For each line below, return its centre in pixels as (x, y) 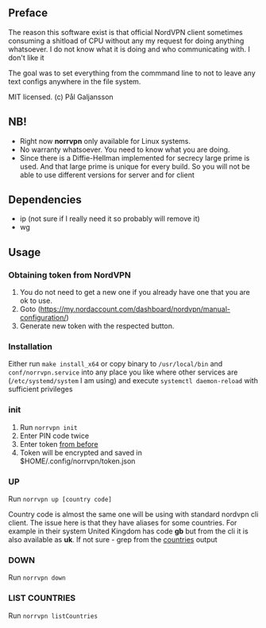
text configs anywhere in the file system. (75, 81)
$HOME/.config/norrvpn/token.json (77, 461)
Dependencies (45, 200)
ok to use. (36, 300)
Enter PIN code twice (54, 436)
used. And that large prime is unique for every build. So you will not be (135, 166)
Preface (28, 13)
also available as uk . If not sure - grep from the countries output (113, 540)
